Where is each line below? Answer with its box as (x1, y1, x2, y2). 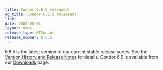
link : (5, 16, 16, 21)
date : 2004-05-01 (5, 21, 41, 26)
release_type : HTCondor (5, 30, 55, 35)
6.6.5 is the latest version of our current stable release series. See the (5, 48, 148, 55)
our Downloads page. (5, 59, 49, 65)
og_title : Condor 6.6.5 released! (5, 12, 77, 17)
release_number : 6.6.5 (5, 35, 52, 40)
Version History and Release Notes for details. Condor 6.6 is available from (5, 54, 158, 60)
